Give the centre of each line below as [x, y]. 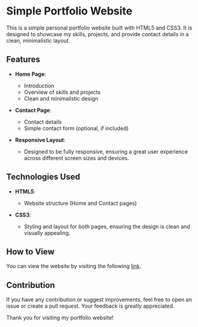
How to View [30, 251]
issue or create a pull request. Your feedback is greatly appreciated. [90, 306]
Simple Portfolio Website [70, 11]
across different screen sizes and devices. [76, 158]
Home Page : [30, 74]
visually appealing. [47, 232]
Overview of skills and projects [62, 92]
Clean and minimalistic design [61, 98]
